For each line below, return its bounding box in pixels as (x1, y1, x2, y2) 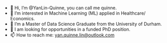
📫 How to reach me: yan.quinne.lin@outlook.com (10, 32, 115, 38)
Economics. (10, 16, 35, 21)
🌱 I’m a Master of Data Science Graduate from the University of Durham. (10, 21, 162, 27)
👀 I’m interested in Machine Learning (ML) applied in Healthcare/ (10, 10, 146, 16)
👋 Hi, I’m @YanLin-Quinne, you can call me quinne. (10, 5, 117, 11)
